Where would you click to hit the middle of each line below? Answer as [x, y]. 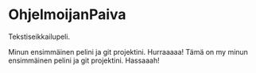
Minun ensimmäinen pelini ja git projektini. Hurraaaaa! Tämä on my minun [128, 52]
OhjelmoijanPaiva [67, 15]
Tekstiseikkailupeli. [39, 36]
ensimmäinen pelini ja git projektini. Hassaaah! [84, 60]
